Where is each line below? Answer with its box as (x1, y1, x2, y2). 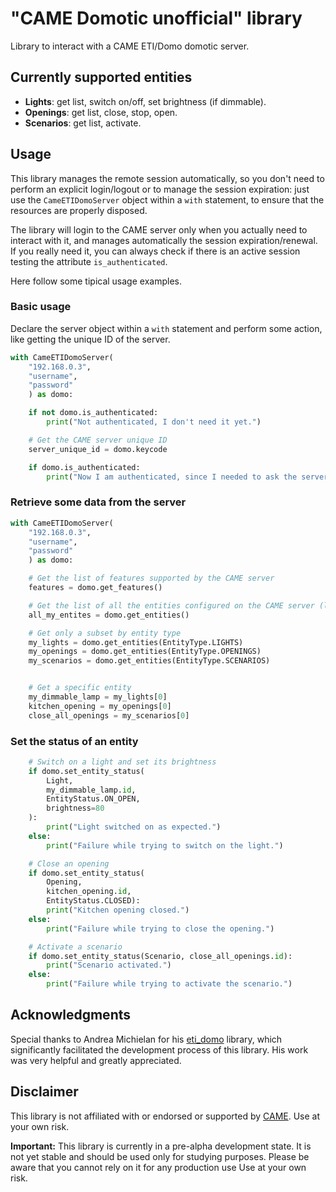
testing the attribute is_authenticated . (10, 255, 168, 267)
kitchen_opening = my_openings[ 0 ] (28, 701, 172, 711)
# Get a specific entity (28, 683, 132, 693)
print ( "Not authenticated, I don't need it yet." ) (46, 417, 262, 427)
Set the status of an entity (10, 734, 139, 748)
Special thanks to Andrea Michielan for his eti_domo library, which (10, 1033, 283, 1045)
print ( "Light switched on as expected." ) (46, 822, 222, 832)
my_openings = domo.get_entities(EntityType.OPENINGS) (28, 647, 262, 657)
